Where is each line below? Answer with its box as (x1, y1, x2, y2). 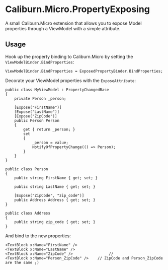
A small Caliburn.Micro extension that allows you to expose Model (5, 20, 142, 26)
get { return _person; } (23, 127, 75, 132)
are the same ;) (5, 260, 39, 265)
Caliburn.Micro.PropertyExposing (5, 4, 150, 15)
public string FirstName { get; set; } (14, 175, 98, 180)
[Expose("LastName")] (14, 109, 59, 114)
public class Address (5, 211, 51, 216)
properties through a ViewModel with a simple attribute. (5, 25, 121, 31)
